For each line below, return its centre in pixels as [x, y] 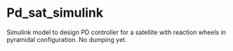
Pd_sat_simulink [55, 13]
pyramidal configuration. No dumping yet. [67, 39]
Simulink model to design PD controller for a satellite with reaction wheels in [116, 32]
